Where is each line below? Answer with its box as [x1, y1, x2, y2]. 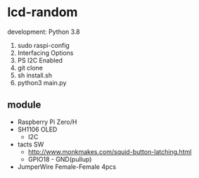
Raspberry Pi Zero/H [17, 117, 77, 126]
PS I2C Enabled [17, 56, 63, 64]
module [7, 99, 41, 111]
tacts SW [17, 140, 44, 148]
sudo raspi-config [17, 41, 70, 49]
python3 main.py [17, 78, 67, 87]
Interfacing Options [17, 49, 74, 57]
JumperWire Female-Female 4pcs [17, 163, 117, 171]
